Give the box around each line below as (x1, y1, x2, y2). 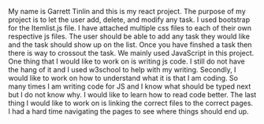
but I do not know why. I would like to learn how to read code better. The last (8, 90, 257, 99)
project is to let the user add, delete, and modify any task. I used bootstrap (8, 15, 251, 24)
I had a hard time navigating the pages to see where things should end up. (8, 107, 250, 116)
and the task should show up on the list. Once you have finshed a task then (8, 40, 252, 49)
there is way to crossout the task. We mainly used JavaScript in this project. (8, 49, 255, 57)
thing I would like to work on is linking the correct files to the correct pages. (8, 98, 254, 108)
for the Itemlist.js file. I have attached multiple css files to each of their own (8, 24, 252, 32)
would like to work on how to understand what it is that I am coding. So (8, 74, 239, 82)
